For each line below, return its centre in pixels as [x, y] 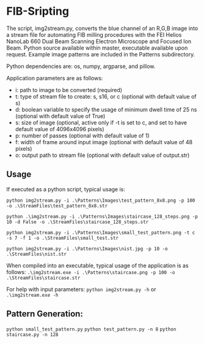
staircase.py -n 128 [33, 334]
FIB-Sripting [38, 11]
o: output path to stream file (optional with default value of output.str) [102, 155]
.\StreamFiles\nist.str [37, 254]
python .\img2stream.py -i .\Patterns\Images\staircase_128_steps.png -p [102, 216]
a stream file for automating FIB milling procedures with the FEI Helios [94, 34]
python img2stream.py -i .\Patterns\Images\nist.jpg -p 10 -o [87, 249]
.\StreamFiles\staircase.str [43, 278]
